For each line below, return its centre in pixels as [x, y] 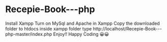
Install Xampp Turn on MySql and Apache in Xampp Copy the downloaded [82, 23]
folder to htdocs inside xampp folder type [49, 28]
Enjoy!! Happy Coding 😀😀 [81, 34]
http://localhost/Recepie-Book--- [128, 28]
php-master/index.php [29, 34]
